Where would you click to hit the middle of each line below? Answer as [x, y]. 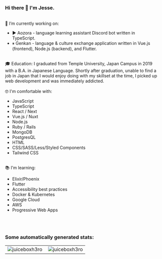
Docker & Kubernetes [33, 195]
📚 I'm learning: [20, 168]
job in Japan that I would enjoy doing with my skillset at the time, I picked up [81, 76]
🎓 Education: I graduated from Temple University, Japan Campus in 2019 [79, 64]
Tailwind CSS [25, 153]
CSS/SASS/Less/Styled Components [49, 148]
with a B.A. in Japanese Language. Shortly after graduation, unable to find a [81, 71]
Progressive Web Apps [35, 210]
